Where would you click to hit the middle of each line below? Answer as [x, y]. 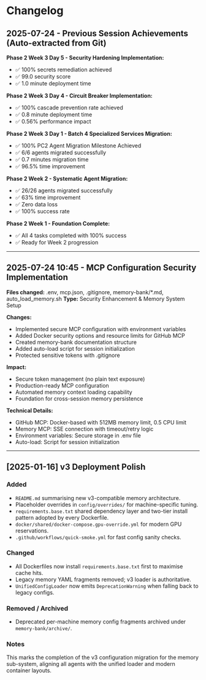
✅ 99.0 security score [43, 76]
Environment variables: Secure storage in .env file [78, 435]
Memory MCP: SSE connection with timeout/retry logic [84, 429]
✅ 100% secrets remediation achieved [63, 69]
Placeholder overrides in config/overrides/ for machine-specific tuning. [107, 504]
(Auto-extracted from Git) [56, 43]
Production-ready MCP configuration [62, 385]
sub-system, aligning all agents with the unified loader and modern [91, 664]
